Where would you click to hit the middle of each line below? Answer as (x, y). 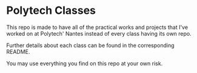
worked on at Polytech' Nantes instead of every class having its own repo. (99, 33)
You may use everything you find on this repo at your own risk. (85, 63)
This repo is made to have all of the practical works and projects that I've (97, 27)
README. (18, 51)
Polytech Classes (51, 11)
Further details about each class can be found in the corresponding (90, 45)
